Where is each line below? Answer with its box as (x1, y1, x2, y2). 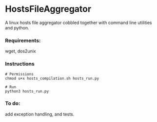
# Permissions (5, 72, 34, 76)
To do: (5, 100, 20, 107)
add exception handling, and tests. (5, 111, 75, 117)
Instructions (5, 60, 35, 67)
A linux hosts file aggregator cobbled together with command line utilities (5, 20, 152, 25)
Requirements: (5, 37, 41, 44)
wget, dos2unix (5, 48, 36, 54)
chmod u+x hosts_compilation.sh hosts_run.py (5, 76, 99, 81)
